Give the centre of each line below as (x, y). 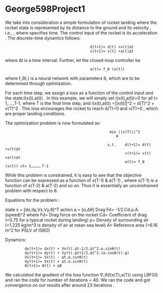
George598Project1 (45, 9)
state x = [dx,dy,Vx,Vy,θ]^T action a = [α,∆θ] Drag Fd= (60, 209)
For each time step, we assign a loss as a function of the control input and (79, 93)
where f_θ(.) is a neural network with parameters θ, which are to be (72, 78)
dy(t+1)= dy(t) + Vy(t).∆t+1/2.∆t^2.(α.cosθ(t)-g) (77, 253)
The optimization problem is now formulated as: (53, 123)
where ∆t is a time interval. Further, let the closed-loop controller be (73, 60)
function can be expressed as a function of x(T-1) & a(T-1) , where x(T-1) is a (81, 180)
